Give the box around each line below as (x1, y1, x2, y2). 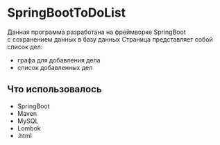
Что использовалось (7, 83, 102, 95)
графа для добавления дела (17, 56, 101, 64)
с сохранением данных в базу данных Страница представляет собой (7, 35, 213, 43)
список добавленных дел (17, 63, 93, 71)
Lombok (17, 123, 42, 133)
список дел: (7, 42, 43, 51)
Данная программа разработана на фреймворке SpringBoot (7, 28, 186, 36)
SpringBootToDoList (7, 5, 126, 21)
